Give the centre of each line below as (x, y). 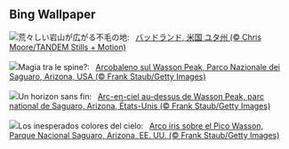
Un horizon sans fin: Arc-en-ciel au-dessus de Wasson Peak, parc (141, 96)
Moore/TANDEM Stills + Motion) (68, 47)
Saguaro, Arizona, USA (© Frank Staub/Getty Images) (108, 76)
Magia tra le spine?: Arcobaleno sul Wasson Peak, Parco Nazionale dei (149, 67)
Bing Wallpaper (52, 15)
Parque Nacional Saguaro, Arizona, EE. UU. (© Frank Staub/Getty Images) (144, 135)
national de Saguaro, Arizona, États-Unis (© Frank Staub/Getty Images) (140, 106)
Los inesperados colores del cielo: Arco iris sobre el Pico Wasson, (141, 125)
